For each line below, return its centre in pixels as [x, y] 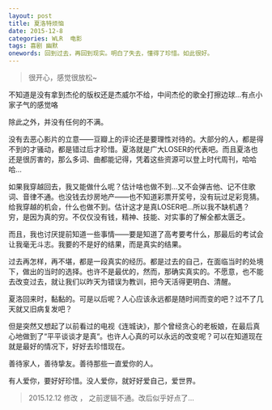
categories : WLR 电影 [45, 38]
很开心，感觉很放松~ [63, 77]
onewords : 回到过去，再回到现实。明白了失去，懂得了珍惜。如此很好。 [111, 53]
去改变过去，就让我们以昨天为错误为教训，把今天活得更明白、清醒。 [122, 281]
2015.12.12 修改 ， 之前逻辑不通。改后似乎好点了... [111, 398]
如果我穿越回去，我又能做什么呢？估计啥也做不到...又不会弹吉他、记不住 [129, 186]
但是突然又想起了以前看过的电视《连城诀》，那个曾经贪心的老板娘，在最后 [131, 326]
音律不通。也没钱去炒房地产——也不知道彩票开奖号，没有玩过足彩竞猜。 [143, 197]
